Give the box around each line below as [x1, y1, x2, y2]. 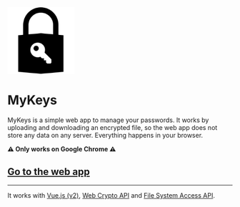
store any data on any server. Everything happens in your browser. [7, 131, 204, 140]
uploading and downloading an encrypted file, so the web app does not [7, 123, 218, 132]
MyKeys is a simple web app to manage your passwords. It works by [7, 116, 209, 124]
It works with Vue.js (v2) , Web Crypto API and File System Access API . [7, 191, 216, 199]
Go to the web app [7, 166, 91, 178]
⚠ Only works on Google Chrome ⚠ [7, 145, 116, 153]
